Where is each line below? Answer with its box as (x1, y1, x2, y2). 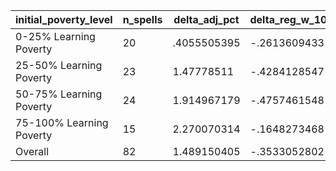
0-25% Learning (15, 30, 96, 43)
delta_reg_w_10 (249, 13, 328, 26)
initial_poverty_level (15, 13, 113, 26)
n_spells (122, 13, 163, 26)
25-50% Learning (15, 59, 103, 72)
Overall (15, 145, 49, 158)
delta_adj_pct (173, 13, 240, 26)
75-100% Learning (15, 116, 109, 129)
